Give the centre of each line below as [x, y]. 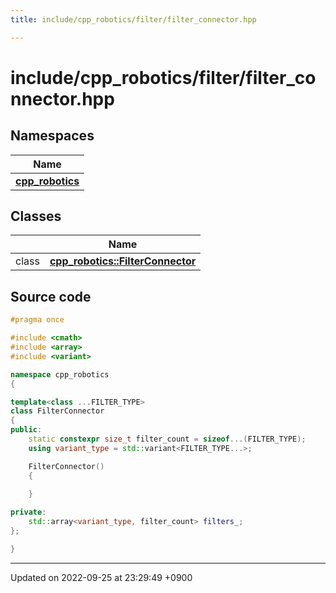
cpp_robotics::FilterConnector [123, 261]
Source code [51, 296]
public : [26, 430]
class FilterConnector [57, 411]
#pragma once [37, 320]
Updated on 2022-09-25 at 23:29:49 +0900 [101, 577]
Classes [36, 216]
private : [28, 512]
